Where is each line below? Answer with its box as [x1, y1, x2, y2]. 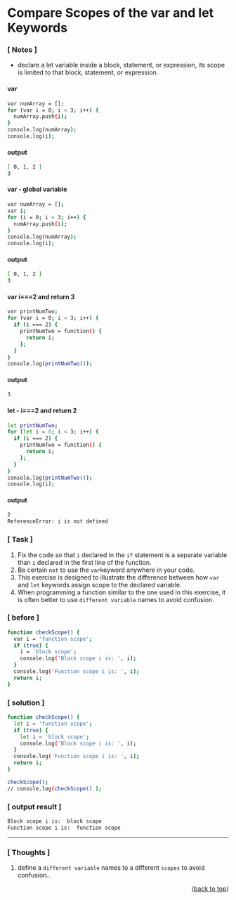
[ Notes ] [7, 45, 37, 55]
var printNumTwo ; [7, 308, 58, 315]
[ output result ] [7, 802, 62, 811]
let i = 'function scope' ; [13, 720, 93, 727]
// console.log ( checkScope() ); [7, 785, 102, 792]
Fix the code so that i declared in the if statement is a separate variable [17, 550, 228, 559]
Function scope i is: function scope [7, 824, 121, 831]
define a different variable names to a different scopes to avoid [17, 863, 205, 872]
